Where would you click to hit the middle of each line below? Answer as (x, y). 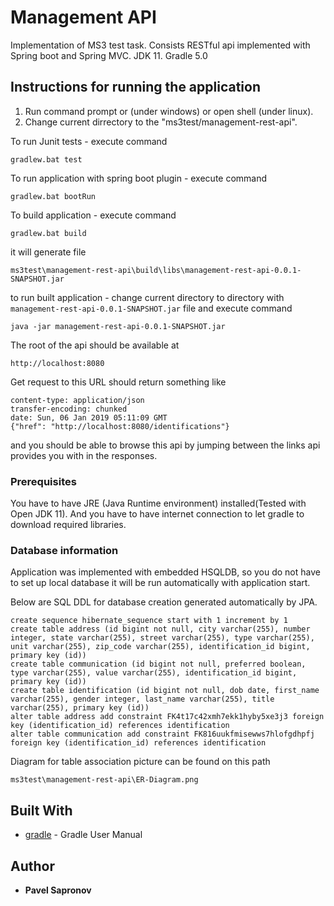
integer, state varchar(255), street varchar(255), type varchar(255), (162, 638)
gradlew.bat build (48, 233)
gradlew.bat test (46, 159)
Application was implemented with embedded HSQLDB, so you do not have (165, 572)
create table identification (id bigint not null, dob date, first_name (165, 691)
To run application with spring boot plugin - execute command (139, 178)
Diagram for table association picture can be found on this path (140, 762)
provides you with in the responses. (84, 455)
